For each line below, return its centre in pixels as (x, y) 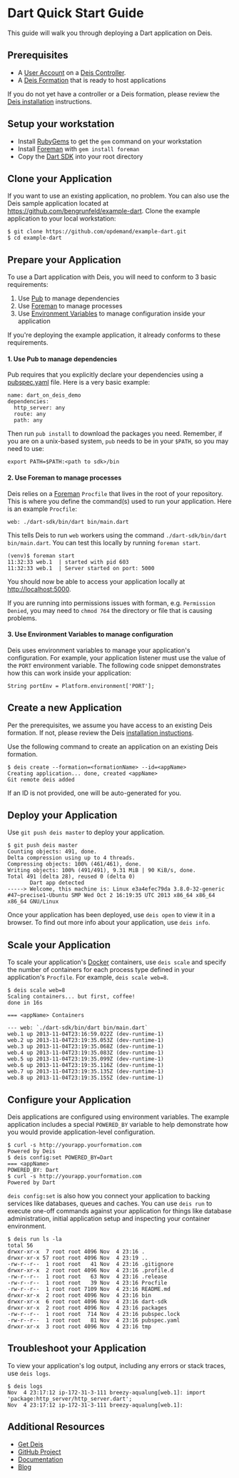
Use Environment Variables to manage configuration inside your (111, 314)
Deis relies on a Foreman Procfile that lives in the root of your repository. (115, 493)
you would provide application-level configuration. (81, 1132)
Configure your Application (69, 1099)
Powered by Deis (31, 1151)
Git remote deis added (41, 779)
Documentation (40, 1459)
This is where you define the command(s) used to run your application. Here (119, 501)
